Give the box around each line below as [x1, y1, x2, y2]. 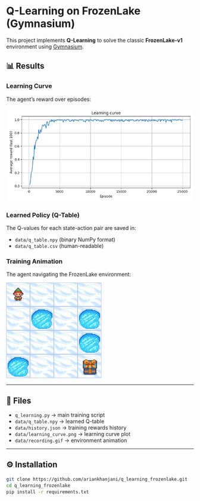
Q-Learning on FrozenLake [6, 4, 141, 18]
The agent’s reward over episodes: [6, 96, 91, 103]
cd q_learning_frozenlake [6, 482, 70, 488]
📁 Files [6, 395, 32, 405]
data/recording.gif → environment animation [14, 437, 127, 444]
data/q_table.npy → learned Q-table [14, 418, 105, 425]
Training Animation [6, 257, 63, 265]
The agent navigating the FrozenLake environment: [6, 271, 131, 278]
